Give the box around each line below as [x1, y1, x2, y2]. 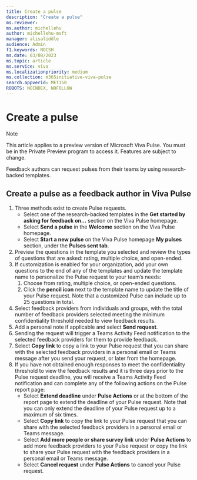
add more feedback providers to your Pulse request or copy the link [23, 442, 188, 449]
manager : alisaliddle [6, 36, 59, 42]
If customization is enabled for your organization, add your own [14, 260, 169, 268]
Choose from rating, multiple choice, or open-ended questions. [23, 279, 177, 286]
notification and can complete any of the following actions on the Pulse [14, 379, 187, 386]
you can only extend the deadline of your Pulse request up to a [23, 405, 176, 412]
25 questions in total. [23, 298, 75, 305]
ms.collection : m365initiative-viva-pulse [6, 74, 112, 80]
